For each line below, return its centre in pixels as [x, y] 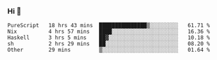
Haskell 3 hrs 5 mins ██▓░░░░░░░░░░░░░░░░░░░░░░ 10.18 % [109, 38]
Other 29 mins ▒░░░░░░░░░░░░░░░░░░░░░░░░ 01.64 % [109, 50]
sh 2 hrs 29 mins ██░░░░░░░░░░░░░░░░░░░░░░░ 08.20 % [109, 44]
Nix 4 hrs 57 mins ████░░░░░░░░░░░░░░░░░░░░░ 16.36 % [109, 32]
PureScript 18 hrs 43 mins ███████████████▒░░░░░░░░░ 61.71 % [109, 26]
